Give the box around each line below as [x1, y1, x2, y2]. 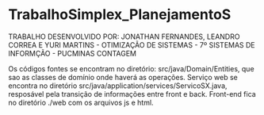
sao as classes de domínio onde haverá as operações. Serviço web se [8, 72, 238, 82]
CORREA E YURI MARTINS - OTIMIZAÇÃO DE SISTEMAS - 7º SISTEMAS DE [8, 40, 255, 49]
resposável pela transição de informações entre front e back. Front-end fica [8, 89, 256, 98]
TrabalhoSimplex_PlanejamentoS [8, 6, 231, 24]
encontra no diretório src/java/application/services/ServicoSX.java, [8, 81, 228, 90]
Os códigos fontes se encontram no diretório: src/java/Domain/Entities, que [8, 63, 255, 73]
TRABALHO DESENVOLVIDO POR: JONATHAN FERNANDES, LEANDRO [8, 32, 240, 41]
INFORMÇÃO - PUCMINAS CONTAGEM [8, 48, 137, 58]
